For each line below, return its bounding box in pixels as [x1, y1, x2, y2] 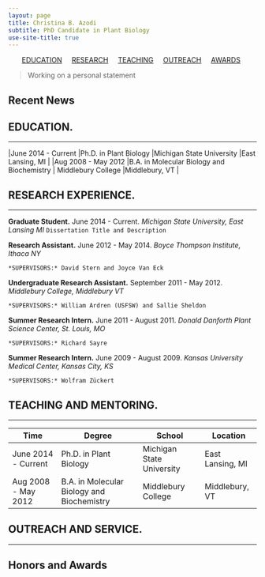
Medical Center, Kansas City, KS [8, 361, 114, 371]
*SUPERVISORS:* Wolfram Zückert [8, 377, 114, 385]
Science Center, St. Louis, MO [8, 324, 106, 334]
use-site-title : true [8, 33, 80, 42]
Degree [84, 430, 113, 441]
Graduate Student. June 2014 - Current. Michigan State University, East [8, 217, 244, 226]
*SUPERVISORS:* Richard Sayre [8, 339, 108, 348]
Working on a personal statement [27, 70, 136, 80]
